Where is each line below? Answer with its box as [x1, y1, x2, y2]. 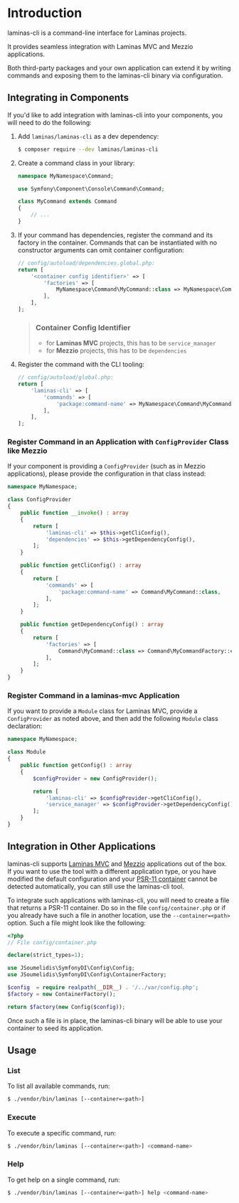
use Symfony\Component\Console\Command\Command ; [17, 185, 165, 193]
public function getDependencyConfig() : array [20, 621, 164, 629]
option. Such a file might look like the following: [7, 919, 146, 927]
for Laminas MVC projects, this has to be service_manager [46, 339, 216, 348]
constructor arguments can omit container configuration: [17, 245, 185, 254]
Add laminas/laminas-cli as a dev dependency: [17, 132, 159, 140]
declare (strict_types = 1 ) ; [7, 951, 84, 959]
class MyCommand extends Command [17, 198, 117, 205]
